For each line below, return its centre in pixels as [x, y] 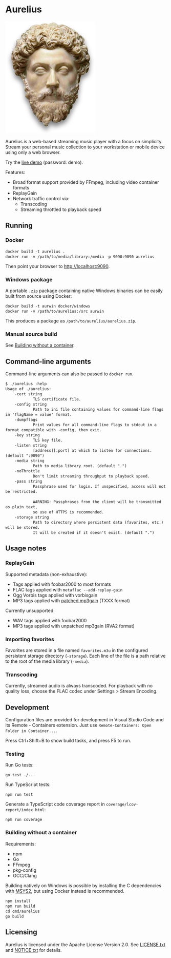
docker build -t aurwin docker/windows [48, 306]
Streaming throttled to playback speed [61, 209]
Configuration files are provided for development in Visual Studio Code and [84, 720]
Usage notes [26, 549]
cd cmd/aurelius [23, 911]
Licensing [21, 932]
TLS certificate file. [57, 399]
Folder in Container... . [31, 731]
